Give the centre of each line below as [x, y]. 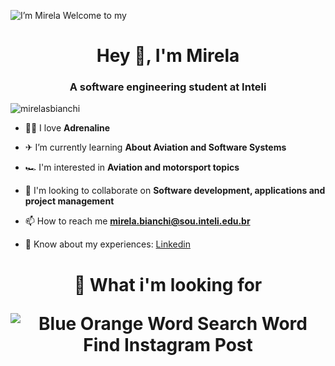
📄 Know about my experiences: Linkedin [107, 244]
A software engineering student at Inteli [168, 87]
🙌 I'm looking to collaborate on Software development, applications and [175, 191]
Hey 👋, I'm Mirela [168, 56]
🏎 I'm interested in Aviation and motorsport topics [132, 167]
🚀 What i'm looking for [168, 284]
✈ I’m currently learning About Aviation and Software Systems [155, 147]
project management [69, 201]
